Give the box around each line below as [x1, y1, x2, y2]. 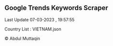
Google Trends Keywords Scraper [4, 4, 108, 12]
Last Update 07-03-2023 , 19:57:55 [4, 16, 75, 22]
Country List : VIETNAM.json [4, 26, 61, 32]
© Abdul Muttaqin [4, 35, 41, 41]
